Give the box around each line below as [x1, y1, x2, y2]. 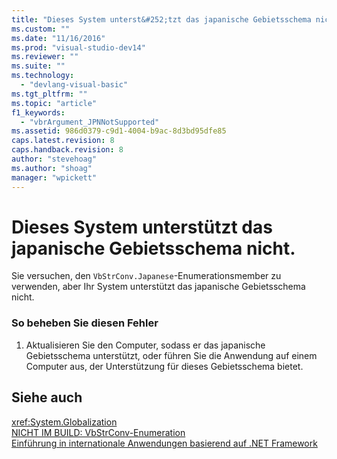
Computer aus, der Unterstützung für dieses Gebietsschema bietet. [25, 360, 304, 372]
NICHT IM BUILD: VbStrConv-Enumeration [11, 426, 186, 438]
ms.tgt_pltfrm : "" [11, 89, 88, 99]
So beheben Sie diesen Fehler [11, 316, 159, 330]
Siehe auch [11, 389, 83, 406]
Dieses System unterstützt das [11, 216, 273, 238]
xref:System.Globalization [11, 416, 118, 428]
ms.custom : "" [11, 24, 71, 34]
